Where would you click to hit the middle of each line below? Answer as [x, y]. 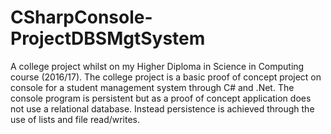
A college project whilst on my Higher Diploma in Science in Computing [157, 66]
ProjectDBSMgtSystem [108, 38]
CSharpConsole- [81, 17]
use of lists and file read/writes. [75, 119]
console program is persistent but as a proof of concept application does [161, 98]
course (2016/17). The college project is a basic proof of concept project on [166, 77]
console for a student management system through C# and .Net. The [152, 87]
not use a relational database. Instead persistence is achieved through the [162, 108]
